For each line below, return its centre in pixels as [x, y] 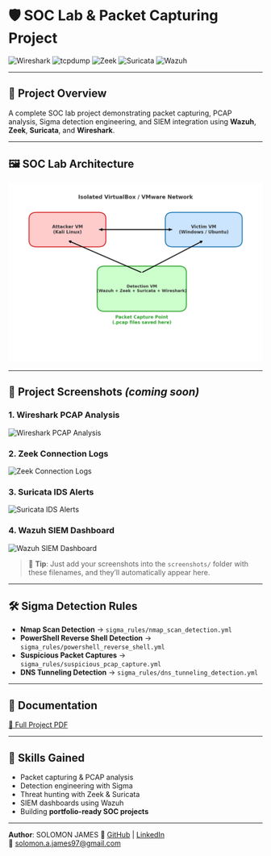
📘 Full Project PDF [38, 725]
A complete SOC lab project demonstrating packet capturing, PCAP [120, 113]
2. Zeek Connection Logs [58, 453]
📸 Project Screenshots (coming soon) [104, 392]
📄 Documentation [53, 706]
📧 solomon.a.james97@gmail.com [65, 843]
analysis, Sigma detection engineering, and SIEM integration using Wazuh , [132, 121]
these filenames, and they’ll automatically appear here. [119, 572]
